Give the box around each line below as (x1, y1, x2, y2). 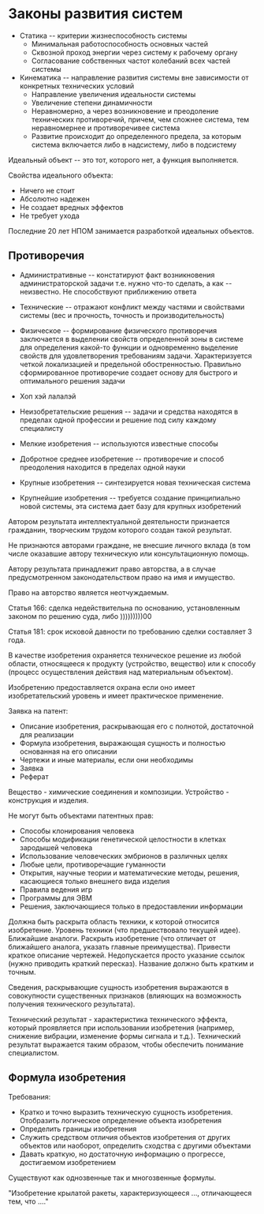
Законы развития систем (8, 5, 184, 23)
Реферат (19, 771, 49, 781)
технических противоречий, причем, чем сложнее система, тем (31, 114, 250, 124)
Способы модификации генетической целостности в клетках (19, 834, 226, 844)
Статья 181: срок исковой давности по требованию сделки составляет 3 (8, 627, 252, 636)
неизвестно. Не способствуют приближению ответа (19, 287, 197, 296)
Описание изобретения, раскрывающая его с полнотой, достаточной (19, 721, 255, 731)
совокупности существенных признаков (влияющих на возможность (8, 991, 242, 1000)
